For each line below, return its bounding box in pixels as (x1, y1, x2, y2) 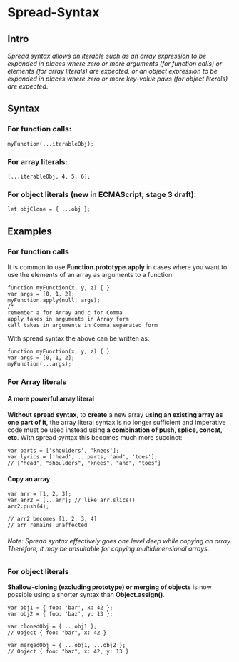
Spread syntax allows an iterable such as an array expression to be (7, 51, 207, 60)
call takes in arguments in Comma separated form (7, 321, 158, 329)
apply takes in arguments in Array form (7, 315, 130, 322)
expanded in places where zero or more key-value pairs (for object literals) (7, 74, 228, 83)
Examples (7, 225, 52, 237)
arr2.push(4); (7, 503, 50, 511)
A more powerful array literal (7, 394, 95, 403)
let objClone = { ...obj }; (7, 206, 91, 213)
